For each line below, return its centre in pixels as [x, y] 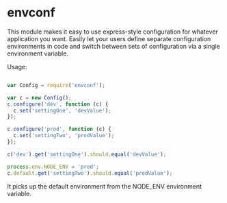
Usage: [17, 67]
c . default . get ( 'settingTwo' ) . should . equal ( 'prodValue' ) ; [90, 173]
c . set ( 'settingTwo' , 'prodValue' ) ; [64, 136]
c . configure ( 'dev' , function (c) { [58, 104]
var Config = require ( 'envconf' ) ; [56, 85]
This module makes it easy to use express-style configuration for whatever [113, 32]
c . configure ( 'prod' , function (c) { [59, 129]
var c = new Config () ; [39, 97]
